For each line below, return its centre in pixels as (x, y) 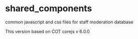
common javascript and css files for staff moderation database (69, 22)
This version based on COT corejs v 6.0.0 (48, 31)
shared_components (49, 9)
